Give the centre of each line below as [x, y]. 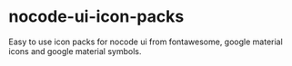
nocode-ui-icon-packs [96, 17]
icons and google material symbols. [75, 51]
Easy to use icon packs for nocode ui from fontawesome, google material [146, 42]
